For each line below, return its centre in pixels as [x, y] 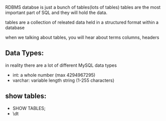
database [15, 28]
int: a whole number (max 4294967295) [54, 75]
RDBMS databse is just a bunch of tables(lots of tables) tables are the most [83, 7]
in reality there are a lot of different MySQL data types [61, 65]
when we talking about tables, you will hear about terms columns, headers [82, 37]
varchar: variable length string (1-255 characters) [63, 80]
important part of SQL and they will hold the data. [56, 13]
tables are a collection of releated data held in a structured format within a [82, 22]
